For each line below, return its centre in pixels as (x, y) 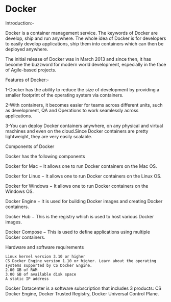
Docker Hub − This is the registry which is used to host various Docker (80, 216)
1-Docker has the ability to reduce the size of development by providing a (82, 89)
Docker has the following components (45, 156)
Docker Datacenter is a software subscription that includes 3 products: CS (83, 288)
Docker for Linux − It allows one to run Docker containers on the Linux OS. (83, 176)
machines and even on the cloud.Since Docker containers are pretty (77, 131)
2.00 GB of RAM (21, 270)
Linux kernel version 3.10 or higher (45, 256)
